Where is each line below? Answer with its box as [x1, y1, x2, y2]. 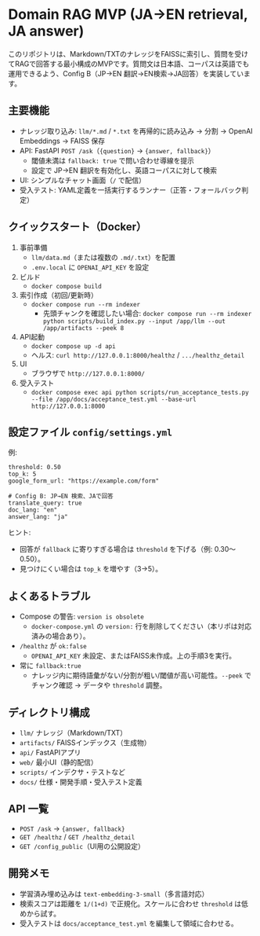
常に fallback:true [19, 661, 81, 670]
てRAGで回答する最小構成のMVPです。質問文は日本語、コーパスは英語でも [8, 59, 250, 68]
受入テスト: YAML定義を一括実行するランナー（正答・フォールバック [19, 185, 242, 194]
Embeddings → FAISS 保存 [19, 136, 106, 145]
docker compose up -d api [31, 342, 116, 351]
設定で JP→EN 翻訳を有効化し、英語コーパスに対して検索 [31, 165, 218, 174]
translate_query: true [8, 499, 82, 508]
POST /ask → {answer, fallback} [19, 824, 125, 833]
